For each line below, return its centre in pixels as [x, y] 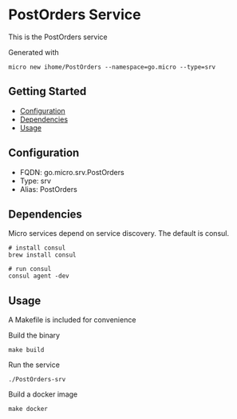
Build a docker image [43, 394]
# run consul [30, 269]
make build [26, 350]
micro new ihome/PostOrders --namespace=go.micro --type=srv [112, 67]
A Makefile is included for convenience [72, 320]
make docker [28, 409]
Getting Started [47, 92]
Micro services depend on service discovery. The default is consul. [119, 233]
